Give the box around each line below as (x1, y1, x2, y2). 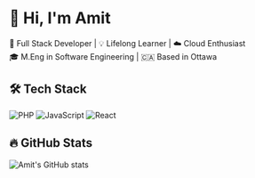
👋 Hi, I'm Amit (9, 8, 111, 28)
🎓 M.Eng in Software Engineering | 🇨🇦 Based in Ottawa (9, 51, 218, 61)
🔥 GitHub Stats (9, 135, 93, 150)
